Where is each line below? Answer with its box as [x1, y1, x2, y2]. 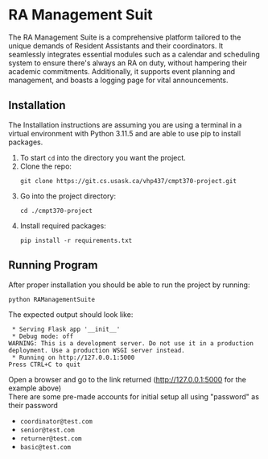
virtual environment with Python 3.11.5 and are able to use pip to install [8, 128, 241, 138]
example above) [8, 383, 62, 393]
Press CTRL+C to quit [8, 361, 81, 369]
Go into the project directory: [19, 191, 117, 201]
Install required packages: [19, 220, 106, 231]
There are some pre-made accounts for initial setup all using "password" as [8, 391, 260, 401]
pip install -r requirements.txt [19, 236, 133, 244]
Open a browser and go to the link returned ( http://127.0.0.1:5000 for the [8, 374, 247, 384]
